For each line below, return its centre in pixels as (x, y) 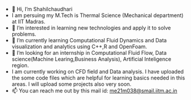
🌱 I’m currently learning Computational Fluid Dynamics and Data (89, 40)
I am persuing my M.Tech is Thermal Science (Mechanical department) (98, 15)
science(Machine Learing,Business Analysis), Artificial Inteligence (91, 59)
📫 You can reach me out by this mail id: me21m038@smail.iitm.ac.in (94, 91)
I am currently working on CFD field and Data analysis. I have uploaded (98, 71)
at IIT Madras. (29, 21)
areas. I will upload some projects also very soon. (71, 84)
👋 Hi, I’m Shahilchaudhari (42, 9)
